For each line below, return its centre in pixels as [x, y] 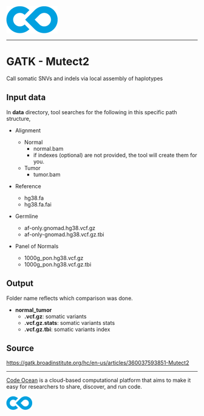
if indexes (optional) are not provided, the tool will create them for [115, 155]
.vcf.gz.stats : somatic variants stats [70, 322]
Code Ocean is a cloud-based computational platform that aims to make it [99, 380]
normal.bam [48, 148]
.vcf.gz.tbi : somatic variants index [67, 329]
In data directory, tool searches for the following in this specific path [92, 112]
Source [20, 348]
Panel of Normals [37, 246]
